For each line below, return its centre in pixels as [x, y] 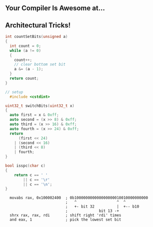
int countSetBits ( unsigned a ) [37, 37]
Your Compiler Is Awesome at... [55, 8]
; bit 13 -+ [92, 211]
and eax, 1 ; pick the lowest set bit [66, 220]
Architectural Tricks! [38, 25]
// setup [14, 92]
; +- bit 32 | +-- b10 [102, 207]
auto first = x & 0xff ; [34, 115]
